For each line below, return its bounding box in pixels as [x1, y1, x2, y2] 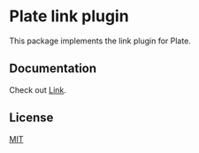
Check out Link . [9, 84, 66, 95]
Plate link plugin [9, 6, 130, 27]
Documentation [9, 61, 97, 76]
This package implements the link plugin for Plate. [9, 35, 192, 46]
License [9, 111, 54, 126]
